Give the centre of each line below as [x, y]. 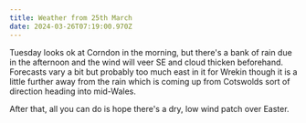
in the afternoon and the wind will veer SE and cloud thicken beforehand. [147, 62]
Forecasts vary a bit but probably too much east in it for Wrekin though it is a [153, 72]
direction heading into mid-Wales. [73, 91]
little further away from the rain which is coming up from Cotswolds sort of [150, 81]
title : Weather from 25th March [71, 18]
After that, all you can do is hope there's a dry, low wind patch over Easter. [149, 108]
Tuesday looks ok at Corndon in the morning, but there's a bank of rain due [151, 52]
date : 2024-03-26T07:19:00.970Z [71, 26]
